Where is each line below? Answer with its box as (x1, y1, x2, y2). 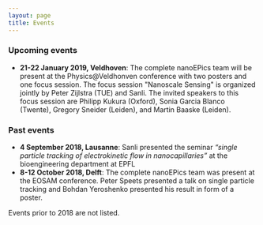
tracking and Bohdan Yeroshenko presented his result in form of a (19, 185, 235, 194)
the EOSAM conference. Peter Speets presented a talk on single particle (19, 176, 255, 186)
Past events (8, 124, 54, 135)
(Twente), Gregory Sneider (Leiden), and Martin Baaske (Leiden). (19, 104, 231, 114)
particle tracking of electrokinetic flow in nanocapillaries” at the (19, 151, 228, 160)
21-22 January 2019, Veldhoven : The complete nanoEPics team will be (19, 62, 253, 72)
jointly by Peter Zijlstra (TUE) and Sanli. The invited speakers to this (19, 88, 239, 97)
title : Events (8, 19, 55, 27)
